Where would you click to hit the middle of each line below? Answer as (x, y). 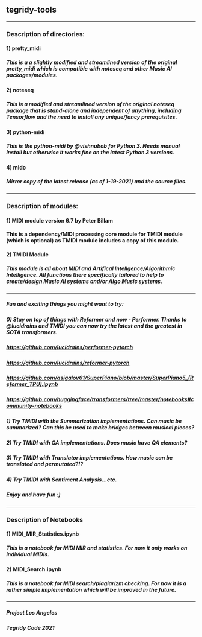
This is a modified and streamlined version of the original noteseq (90, 104)
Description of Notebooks (44, 519)
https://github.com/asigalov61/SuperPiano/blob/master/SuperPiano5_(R (100, 378)
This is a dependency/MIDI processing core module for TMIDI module (95, 234)
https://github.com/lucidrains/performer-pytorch (70, 347)
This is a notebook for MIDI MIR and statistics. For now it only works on (97, 548)
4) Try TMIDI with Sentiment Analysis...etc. (62, 480)
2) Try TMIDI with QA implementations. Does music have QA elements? (97, 443)
